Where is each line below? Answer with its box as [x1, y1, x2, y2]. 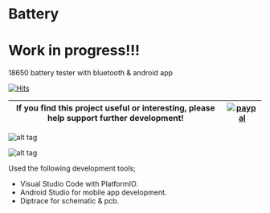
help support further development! [47, 113, 184, 124]
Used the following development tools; [8, 163, 137, 173]
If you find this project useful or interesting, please [15, 102, 215, 114]
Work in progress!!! [8, 42, 141, 60]
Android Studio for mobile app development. [19, 187, 167, 197]
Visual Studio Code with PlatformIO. [19, 179, 139, 189]
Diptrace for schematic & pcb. [19, 196, 120, 206]
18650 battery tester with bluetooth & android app [8, 68, 174, 78]
